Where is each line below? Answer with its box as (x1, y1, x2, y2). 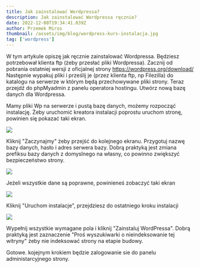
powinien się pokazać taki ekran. (6, 115, 87, 122)
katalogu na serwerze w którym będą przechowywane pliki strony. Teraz (6, 78, 185, 85)
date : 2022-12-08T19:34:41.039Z (6, 20, 86, 26)
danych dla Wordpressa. (6, 91, 66, 98)
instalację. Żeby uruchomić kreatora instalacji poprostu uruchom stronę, (6, 108, 183, 116)
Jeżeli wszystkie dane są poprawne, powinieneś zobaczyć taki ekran (6, 179, 176, 186)
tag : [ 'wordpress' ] (6, 36, 55, 42)
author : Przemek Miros (6, 25, 62, 32)
